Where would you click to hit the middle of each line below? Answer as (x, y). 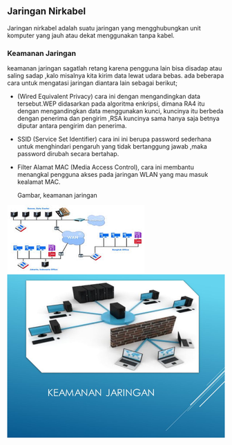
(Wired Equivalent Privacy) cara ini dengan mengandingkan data (109, 97)
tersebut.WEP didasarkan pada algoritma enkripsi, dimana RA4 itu (111, 104)
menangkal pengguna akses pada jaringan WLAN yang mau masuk (113, 175)
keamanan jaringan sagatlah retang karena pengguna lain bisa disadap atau (115, 68)
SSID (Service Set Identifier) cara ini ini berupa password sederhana (114, 139)
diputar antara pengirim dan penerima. (72, 126)
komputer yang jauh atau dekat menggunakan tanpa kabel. (91, 35)
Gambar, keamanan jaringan (57, 196)
